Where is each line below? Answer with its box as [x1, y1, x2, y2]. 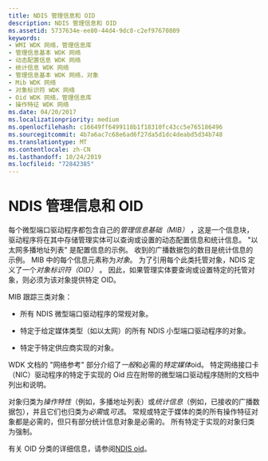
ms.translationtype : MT [8, 137, 88, 146]
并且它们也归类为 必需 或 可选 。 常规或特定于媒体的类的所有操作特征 [32, 407, 251, 416]
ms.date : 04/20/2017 [8, 109, 77, 117]
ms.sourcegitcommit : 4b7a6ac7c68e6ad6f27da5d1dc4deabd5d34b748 [8, 130, 223, 138]
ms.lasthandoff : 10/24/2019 [8, 153, 102, 161]
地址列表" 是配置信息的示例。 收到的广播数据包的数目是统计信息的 [35, 245, 254, 255]
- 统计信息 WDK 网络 [8, 64, 69, 72]
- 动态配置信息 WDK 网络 [8, 57, 81, 65]
